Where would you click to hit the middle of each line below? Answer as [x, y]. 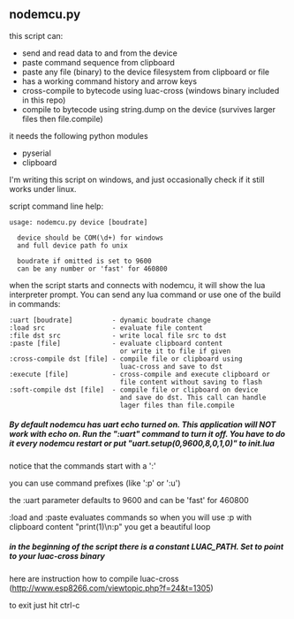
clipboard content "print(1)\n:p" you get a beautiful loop [110, 526]
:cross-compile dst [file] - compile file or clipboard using [126, 359]
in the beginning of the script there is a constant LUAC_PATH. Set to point [147, 546]
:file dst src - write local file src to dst [118, 335]
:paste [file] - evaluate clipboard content [116, 343]
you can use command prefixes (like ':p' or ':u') [95, 483]
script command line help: [57, 206]
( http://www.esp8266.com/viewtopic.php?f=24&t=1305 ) [111, 588]
